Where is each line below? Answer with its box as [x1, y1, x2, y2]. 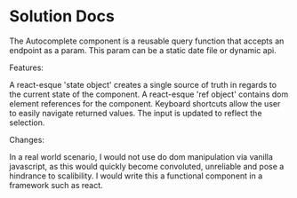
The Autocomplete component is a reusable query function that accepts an [9, 36, 285, 46]
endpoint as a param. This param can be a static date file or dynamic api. [9, 44, 277, 55]
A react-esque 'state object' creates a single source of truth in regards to [9, 79, 277, 90]
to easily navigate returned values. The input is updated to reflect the [9, 107, 262, 118]
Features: [9, 62, 44, 73]
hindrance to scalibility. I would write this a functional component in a [9, 170, 263, 181]
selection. [9, 117, 45, 128]
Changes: [9, 134, 44, 145]
